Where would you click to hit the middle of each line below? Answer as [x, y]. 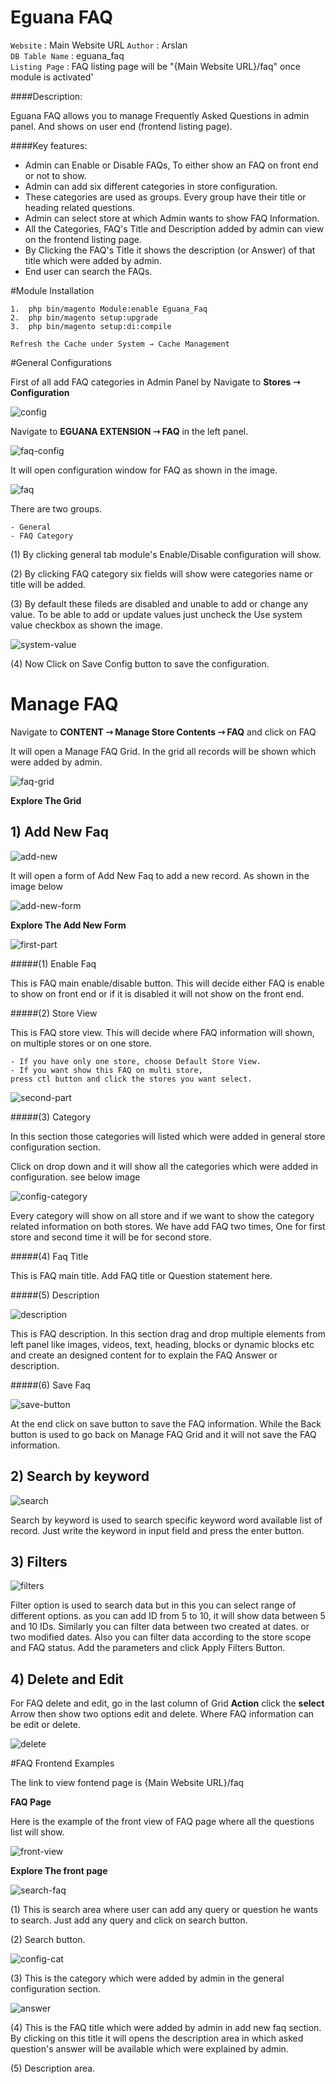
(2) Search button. [48, 1940]
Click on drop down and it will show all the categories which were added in [164, 1166]
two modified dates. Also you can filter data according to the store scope [161, 1637]
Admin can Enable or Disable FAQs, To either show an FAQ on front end [171, 165]
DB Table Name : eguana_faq [67, 55]
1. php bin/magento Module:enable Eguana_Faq [109, 309]
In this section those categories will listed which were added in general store [168, 1136]
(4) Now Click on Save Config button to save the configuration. [140, 663]
